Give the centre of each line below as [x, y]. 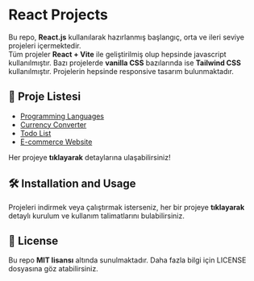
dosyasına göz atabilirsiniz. [53, 269]
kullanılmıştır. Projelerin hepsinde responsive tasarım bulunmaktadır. [121, 71]
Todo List [35, 133]
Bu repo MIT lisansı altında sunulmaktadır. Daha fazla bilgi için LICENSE [127, 260]
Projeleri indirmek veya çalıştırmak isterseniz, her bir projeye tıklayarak [127, 207]
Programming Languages [62, 116]
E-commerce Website [56, 142]
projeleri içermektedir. [45, 45]
